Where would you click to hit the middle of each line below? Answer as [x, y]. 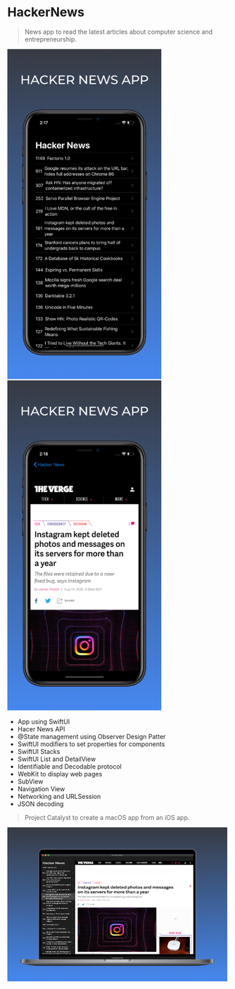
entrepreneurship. [51, 39]
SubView [30, 781]
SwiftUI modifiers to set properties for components [91, 744]
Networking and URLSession [59, 796]
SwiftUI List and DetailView [57, 759]
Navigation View [41, 788]
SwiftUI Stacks [39, 751]
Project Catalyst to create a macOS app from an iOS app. [107, 817]
